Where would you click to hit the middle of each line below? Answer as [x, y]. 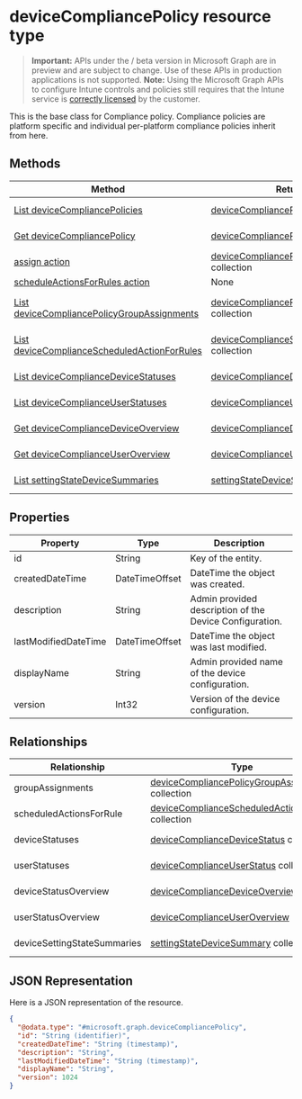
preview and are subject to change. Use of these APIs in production [156, 70]
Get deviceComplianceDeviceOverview [97, 428]
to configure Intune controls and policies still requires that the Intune [158, 89]
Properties [40, 518]
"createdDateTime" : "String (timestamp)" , [98, 1044]
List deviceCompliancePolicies [79, 210]
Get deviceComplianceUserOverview [92, 454]
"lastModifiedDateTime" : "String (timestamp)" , [108, 1061]
